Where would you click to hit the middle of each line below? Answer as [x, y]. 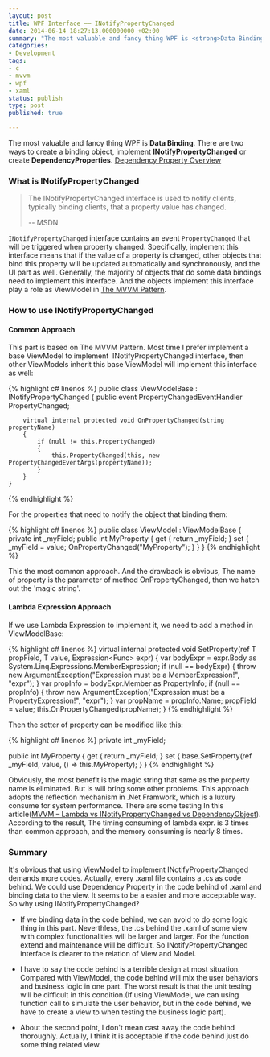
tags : [17, 61]
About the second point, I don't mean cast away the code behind [127, 1027]
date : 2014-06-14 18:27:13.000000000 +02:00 [84, 31]
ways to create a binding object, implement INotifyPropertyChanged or [127, 151]
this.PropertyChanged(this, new [105, 456]
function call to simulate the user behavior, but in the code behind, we [135, 1003]
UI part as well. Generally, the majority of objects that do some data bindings [135, 273]
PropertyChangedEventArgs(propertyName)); [80, 463]
